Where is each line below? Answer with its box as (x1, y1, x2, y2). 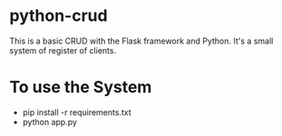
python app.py (22, 116, 77, 127)
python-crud (9, 5, 108, 26)
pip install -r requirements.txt (22, 106, 131, 118)
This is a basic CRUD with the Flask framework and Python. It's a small (9, 35, 274, 46)
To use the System (9, 77, 152, 98)
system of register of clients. (9, 44, 116, 55)
